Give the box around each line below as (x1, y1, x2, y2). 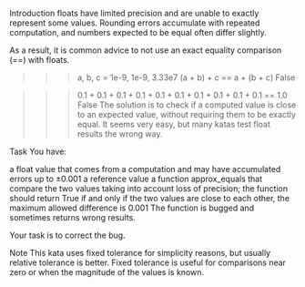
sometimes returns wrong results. (9, 212, 137, 222)
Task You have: (9, 146, 66, 157)
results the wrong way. (76, 128, 163, 139)
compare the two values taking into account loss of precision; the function (9, 183, 289, 194)
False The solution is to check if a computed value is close (76, 99, 297, 110)
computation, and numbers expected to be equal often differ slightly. (9, 27, 267, 37)
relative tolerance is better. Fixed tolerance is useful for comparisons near (9, 257, 287, 268)
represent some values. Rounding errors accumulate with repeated (9, 17, 260, 28)
